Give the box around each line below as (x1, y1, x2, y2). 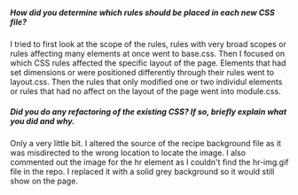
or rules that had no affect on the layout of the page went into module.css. (10, 85, 282, 97)
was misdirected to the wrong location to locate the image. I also (10, 147, 247, 158)
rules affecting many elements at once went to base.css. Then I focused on (10, 48, 286, 58)
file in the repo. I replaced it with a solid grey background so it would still (10, 166, 275, 176)
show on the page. (10, 175, 79, 186)
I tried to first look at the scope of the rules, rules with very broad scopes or (10, 38, 286, 49)
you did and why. (10, 115, 75, 126)
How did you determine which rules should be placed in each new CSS (10, 7, 276, 18)
